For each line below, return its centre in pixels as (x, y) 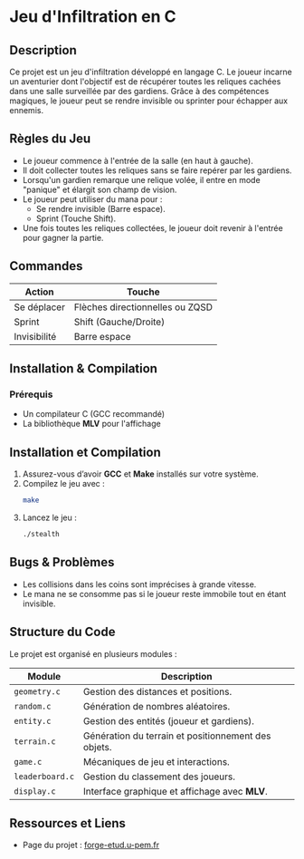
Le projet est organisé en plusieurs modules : (94, 653)
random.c (33, 706)
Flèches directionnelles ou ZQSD (143, 307)
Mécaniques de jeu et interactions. (157, 761)
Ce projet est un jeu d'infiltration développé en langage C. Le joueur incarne (151, 72)
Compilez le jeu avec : (64, 484)
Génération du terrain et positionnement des (177, 736)
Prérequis (31, 394)
